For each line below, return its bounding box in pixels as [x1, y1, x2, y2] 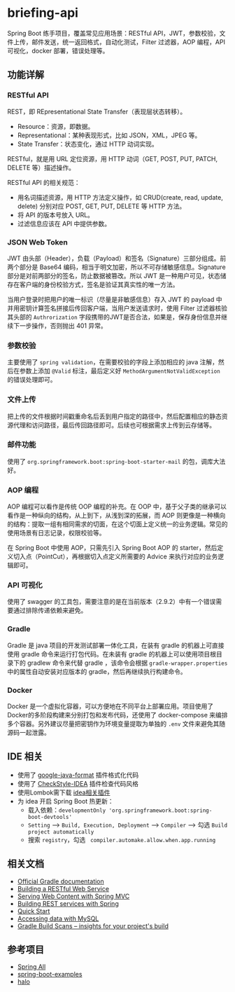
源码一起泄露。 [7, 729, 50, 736]
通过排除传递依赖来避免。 [13, 606, 87, 614]
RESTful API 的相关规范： [7, 178, 80, 186]
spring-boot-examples [17, 970, 83, 979]
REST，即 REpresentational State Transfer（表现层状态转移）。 [7, 107, 187, 116]
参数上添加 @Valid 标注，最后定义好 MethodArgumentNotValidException [19, 366, 220, 376]
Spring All [17, 963, 46, 971]
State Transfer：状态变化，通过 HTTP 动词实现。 [17, 139, 159, 148]
